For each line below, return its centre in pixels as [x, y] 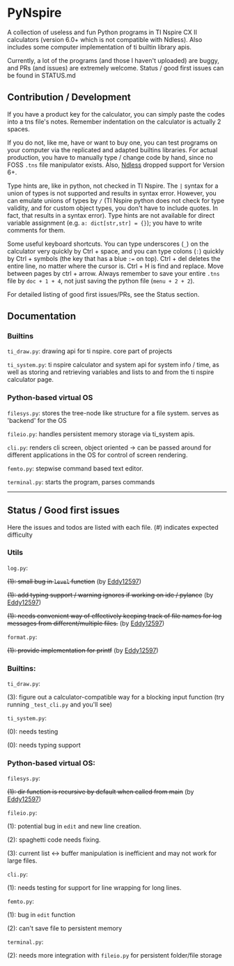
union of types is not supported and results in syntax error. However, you [112, 193]
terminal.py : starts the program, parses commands [81, 482]
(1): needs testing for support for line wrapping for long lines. [94, 888]
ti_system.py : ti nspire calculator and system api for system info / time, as [113, 365]
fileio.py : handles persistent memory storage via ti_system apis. [101, 433]
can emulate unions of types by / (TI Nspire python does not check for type [116, 200]
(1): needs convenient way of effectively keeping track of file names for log [115, 616]
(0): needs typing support [44, 745]
